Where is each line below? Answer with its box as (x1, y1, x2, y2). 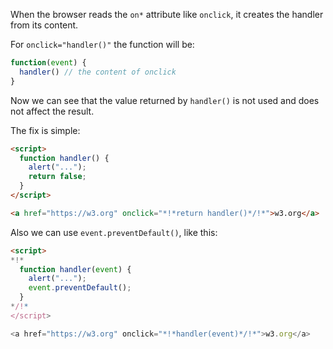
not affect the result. (10, 105, 95, 117)
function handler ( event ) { (19, 264, 132, 274)
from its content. (10, 19, 79, 31)
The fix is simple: (10, 124, 81, 136)
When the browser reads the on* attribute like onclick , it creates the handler (10, 9, 324, 20)
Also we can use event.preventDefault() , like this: (10, 226, 218, 238)
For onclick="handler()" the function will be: (10, 39, 195, 50)
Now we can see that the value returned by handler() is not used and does (10, 94, 320, 106)
